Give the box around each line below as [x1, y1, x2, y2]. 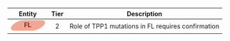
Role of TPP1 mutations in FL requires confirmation [69, 22, 220, 30]
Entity [19, 9, 37, 18]
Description [126, 9, 163, 18]
